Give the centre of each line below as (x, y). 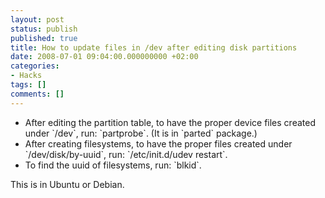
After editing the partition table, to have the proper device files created (170, 122)
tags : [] (28, 85)
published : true (44, 38)
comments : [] (37, 94)
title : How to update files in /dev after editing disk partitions (154, 47)
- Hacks (26, 76)
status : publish (44, 29)
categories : (35, 66)
